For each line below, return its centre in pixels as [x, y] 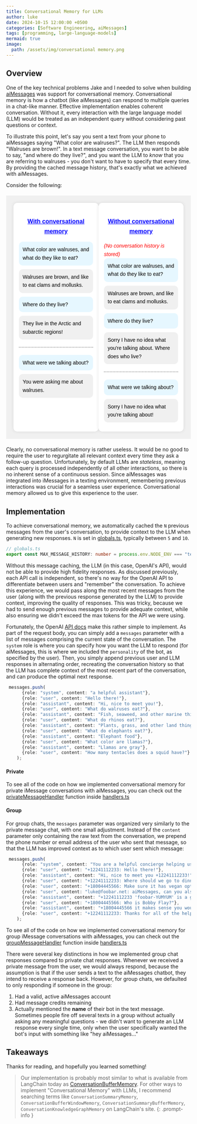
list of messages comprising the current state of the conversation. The [91, 639]
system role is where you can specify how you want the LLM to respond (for [97, 645]
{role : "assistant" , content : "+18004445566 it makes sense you [102, 908]
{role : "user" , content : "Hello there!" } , [74, 698]
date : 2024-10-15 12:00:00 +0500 [47, 22]
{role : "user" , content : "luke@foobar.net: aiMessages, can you [102, 892]
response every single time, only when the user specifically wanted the [101, 1028]
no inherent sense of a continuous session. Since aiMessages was [86, 474]
